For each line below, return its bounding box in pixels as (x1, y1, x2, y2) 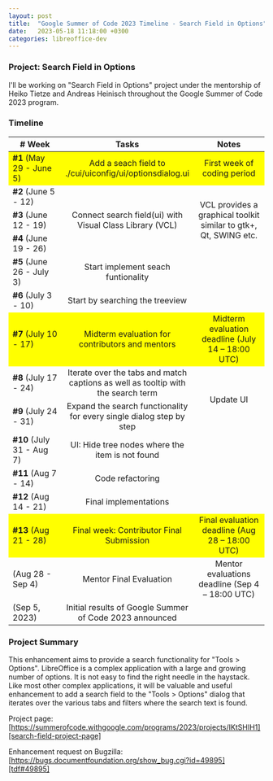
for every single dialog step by (69, 410, 185, 421)
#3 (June (12, 209, 48, 220)
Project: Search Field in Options (8, 62, 136, 73)
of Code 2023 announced (77, 612, 177, 623)
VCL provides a (199, 199, 258, 210)
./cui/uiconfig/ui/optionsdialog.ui (64, 168, 189, 179)
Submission (105, 534, 150, 546)
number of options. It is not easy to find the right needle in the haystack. (8, 672, 250, 682)
